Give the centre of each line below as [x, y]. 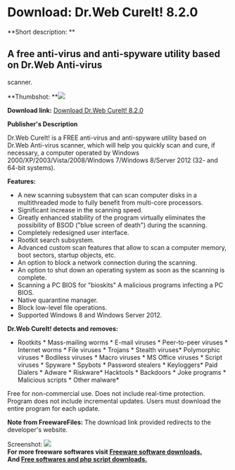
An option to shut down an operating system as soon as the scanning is [121, 270]
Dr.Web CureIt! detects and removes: [63, 328]
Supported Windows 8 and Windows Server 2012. [90, 315]
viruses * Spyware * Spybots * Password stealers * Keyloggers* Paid [118, 365]
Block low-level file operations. [62, 307]
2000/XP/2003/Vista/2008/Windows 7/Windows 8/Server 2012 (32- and [113, 160]
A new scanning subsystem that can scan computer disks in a [107, 195]
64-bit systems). [31, 167]
